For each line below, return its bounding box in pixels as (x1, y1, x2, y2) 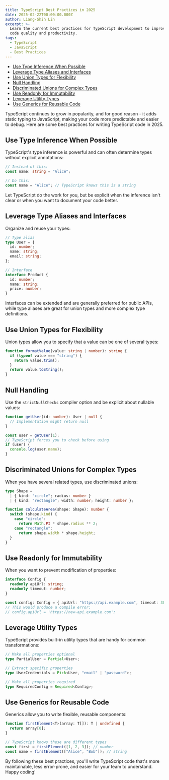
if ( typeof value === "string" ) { (10, 353, 82, 358)
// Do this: (5, 178, 30, 183)
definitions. (5, 311, 29, 317)
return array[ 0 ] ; (10, 726, 46, 731)
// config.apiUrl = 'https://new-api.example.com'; (5, 609, 116, 615)
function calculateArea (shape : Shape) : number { (5, 507, 109, 512)
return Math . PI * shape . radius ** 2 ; (18, 521, 98, 527)
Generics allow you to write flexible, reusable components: (5, 711, 127, 718)
